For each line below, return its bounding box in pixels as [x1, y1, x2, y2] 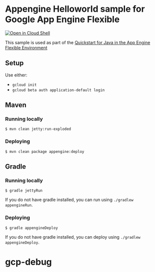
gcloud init [12, 82, 37, 87]
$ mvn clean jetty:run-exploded [5, 126, 71, 132]
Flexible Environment [5, 45, 48, 50]
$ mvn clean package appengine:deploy [5, 149, 84, 154]
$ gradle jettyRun [5, 188, 43, 193]
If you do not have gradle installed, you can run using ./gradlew [5, 197, 134, 203]
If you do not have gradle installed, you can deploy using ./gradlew [5, 234, 141, 240]
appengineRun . [5, 202, 33, 208]
